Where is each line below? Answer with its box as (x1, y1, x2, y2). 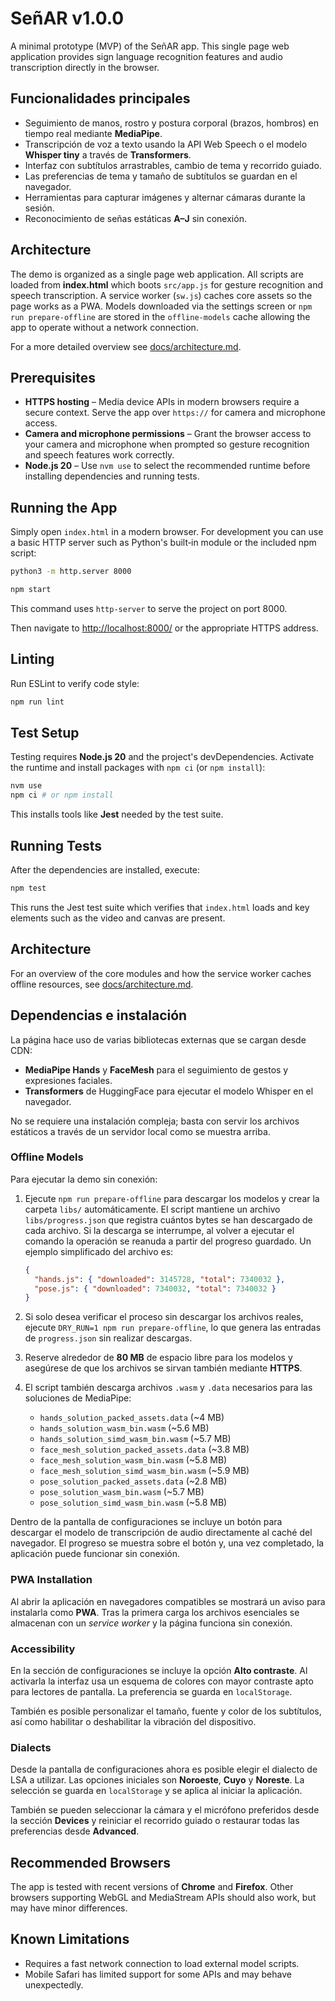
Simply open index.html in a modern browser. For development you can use (10, 526, 324, 538)
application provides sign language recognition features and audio (10, 50, 283, 62)
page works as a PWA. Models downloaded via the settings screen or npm (10, 300, 313, 312)
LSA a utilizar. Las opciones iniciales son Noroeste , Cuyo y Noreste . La (10, 1774, 305, 1786)
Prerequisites (10, 369, 96, 386)
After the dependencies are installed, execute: (10, 864, 201, 876)
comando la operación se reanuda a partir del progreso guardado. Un (24, 1235, 312, 1247)
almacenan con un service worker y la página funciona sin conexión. (10, 1617, 293, 1629)
